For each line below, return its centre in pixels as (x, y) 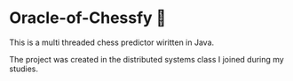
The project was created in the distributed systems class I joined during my (146, 59)
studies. (24, 69)
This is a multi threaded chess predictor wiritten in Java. (112, 42)
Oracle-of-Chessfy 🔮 (88, 18)
